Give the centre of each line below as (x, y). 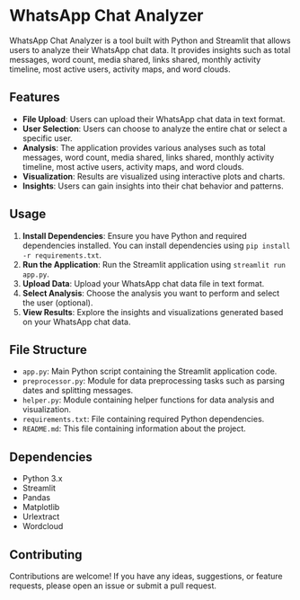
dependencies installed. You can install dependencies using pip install (156, 245)
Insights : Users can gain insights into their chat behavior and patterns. (153, 186)
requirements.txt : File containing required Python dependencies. (143, 419)
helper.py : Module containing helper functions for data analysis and (148, 400)
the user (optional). (57, 303)
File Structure (48, 350)
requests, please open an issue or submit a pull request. (113, 586)
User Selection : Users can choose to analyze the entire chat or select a (154, 128)
